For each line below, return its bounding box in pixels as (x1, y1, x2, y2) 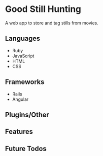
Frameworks (5, 78, 45, 86)
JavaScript (12, 53, 34, 59)
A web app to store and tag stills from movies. (5, 20, 99, 26)
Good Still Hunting (5, 3, 81, 15)
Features (5, 128, 33, 136)
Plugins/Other (5, 110, 49, 119)
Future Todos (5, 144, 47, 153)
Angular (12, 96, 29, 102)
